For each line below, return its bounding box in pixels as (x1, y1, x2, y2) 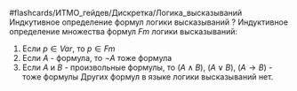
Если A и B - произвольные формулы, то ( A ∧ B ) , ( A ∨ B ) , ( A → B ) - (21, 62, 273, 72)
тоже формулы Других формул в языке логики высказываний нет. (21, 72, 274, 82)
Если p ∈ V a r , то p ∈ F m (21, 43, 116, 54)
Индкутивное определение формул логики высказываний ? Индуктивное (9, 17, 289, 27)
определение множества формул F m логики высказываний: (9, 27, 238, 36)
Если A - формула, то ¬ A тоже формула (21, 53, 173, 63)
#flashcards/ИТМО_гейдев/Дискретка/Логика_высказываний (9, 8, 243, 18)
